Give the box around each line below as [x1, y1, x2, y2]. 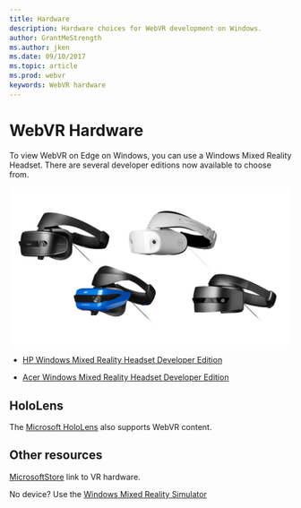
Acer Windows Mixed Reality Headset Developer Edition [21, 372, 229, 383]
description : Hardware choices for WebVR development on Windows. [9, 23, 262, 33]
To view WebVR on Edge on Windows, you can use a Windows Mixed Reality [9, 150, 292, 160]
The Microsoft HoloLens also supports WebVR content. [9, 422, 212, 432]
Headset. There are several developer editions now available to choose [9, 159, 271, 170]
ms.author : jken [9, 43, 70, 52]
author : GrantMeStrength [9, 33, 102, 42]
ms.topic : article [9, 62, 78, 71]
